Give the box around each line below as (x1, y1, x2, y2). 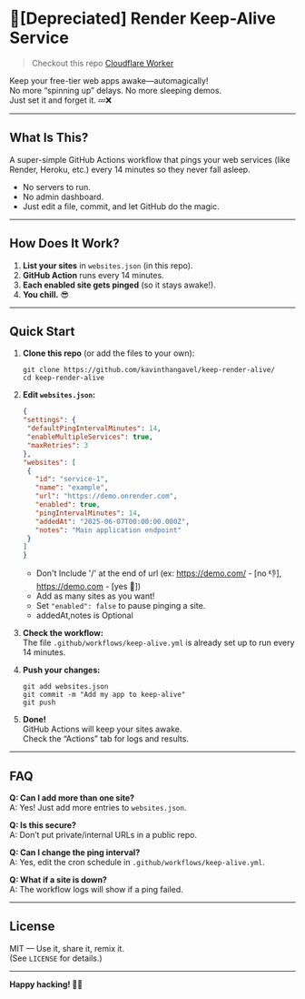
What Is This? (9, 130, 89, 146)
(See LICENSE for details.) (9, 953, 103, 964)
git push (22, 698, 56, 708)
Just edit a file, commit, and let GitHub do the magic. (22, 200, 220, 212)
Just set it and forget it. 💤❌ (9, 95, 112, 106)
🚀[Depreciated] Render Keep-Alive (9, 8, 276, 29)
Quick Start (9, 323, 75, 339)
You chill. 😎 (22, 288, 70, 299)
